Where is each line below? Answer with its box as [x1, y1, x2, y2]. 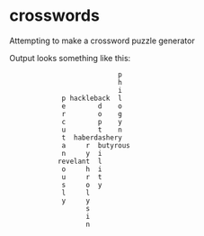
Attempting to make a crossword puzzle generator [9, 35, 195, 46]
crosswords [9, 5, 101, 26]
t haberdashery [61, 132, 123, 142]
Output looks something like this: [9, 52, 131, 63]
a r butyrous [61, 141, 130, 150]
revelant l [57, 157, 102, 166]
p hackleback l [61, 94, 123, 103]
